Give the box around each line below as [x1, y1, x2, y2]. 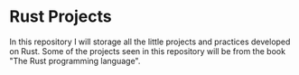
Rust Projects [9, 6, 112, 27]
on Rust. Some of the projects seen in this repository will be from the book [9, 45, 286, 56]
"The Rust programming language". [9, 55, 141, 66]
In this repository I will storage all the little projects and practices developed [9, 36, 291, 47]
